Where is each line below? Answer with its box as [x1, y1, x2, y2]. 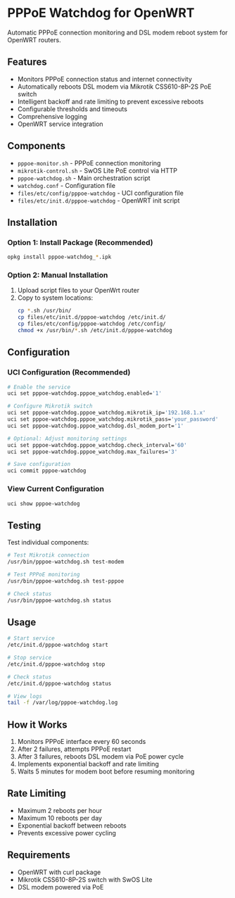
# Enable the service [7, 384, 71, 391]
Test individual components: [7, 538, 89, 547]
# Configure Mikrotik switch [7, 403, 93, 410]
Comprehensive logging [17, 112, 87, 120]
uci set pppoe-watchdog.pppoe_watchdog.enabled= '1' [7, 390, 162, 397]
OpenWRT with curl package [17, 868, 101, 876]
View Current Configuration [7, 484, 104, 494]
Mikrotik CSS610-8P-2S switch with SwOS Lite [17, 875, 153, 884]
